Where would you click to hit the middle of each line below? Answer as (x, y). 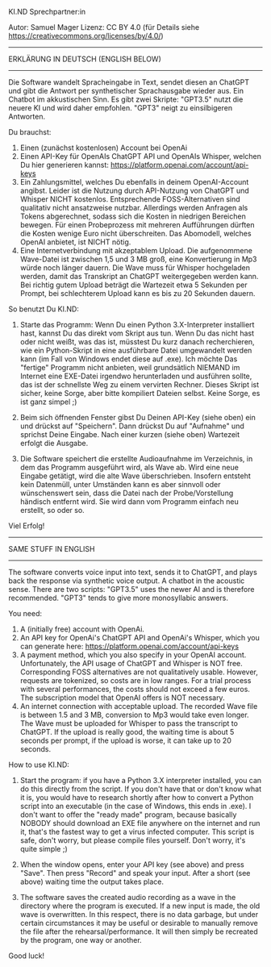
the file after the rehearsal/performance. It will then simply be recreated (139, 932)
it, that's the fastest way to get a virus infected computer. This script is (137, 832)
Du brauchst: (30, 132)
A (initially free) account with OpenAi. (82, 629)
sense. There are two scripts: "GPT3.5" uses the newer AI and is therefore (131, 589)
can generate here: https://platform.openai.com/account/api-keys (129, 646)
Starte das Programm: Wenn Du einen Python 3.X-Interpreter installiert (137, 325)
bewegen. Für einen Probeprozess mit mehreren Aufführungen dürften (137, 225)
